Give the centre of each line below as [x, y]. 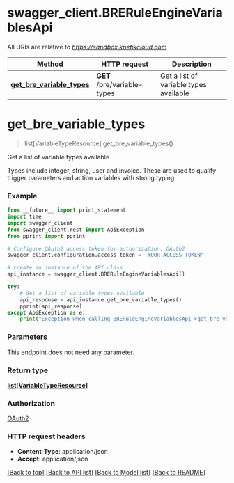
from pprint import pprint [46, 236]
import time [24, 217]
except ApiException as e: [46, 312]
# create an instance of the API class [65, 268]
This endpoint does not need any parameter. [71, 352]
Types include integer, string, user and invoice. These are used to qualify [112, 170]
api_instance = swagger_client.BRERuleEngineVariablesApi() [96, 274]
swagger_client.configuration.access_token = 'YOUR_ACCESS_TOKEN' [106, 255]
